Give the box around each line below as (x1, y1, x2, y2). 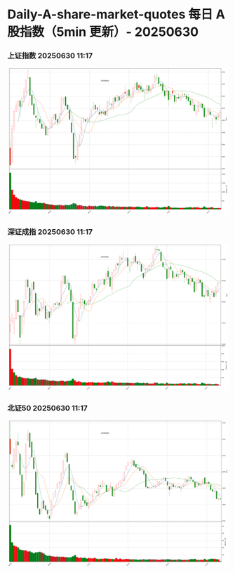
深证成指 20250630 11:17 (7, 227, 93, 237)
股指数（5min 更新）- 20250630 (7, 24, 199, 40)
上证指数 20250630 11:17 (7, 51, 93, 60)
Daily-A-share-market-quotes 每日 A (7, 6, 226, 22)
